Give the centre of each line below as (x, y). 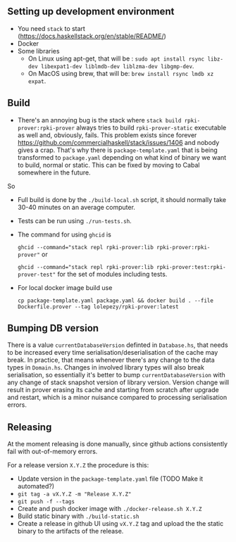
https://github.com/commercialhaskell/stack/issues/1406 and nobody (118, 142)
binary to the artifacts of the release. (70, 531)
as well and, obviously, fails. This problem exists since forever (107, 135)
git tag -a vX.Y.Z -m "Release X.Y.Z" (74, 494)
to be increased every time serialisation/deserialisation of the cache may (113, 353)
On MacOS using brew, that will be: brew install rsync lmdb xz (121, 73)
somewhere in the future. (54, 172)
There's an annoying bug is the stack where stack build (99, 120)
